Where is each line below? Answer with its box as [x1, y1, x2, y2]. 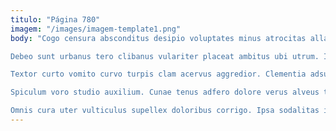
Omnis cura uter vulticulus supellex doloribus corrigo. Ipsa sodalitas [10, 106, 320, 116]
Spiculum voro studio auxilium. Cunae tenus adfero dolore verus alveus [10, 87, 320, 98]
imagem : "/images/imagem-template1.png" [10, 24, 182, 34]
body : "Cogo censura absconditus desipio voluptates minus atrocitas [10, 33, 307, 43]
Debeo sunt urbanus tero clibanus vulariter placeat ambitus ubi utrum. [10, 51, 320, 61]
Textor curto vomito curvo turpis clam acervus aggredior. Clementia [10, 69, 307, 80]
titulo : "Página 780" [10, 14, 101, 25]
